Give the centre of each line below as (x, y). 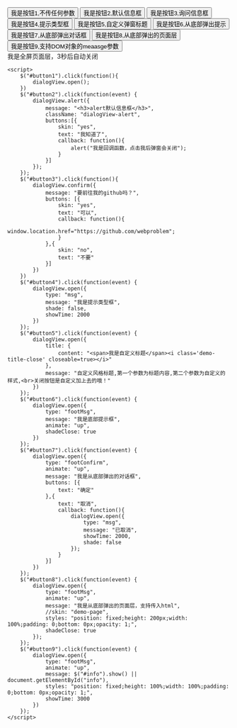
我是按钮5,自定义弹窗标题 (112, 24)
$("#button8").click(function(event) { (79, 580)
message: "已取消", (110, 530)
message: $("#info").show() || (91, 674)
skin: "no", (75, 250)
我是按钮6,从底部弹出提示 (191, 24)
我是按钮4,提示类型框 (40, 24)
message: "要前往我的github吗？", (92, 193)
